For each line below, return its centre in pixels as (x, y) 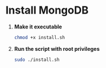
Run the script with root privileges (57, 48)
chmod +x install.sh (39, 37)
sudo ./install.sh (37, 60)
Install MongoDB (47, 10)
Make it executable (38, 27)
